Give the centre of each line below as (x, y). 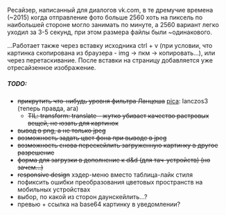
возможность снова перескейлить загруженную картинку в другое (118, 145)
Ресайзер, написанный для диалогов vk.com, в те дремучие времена (110, 10)
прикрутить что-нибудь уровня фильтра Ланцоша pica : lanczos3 (113, 101)
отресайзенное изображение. (52, 68)
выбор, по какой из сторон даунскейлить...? (82, 196)
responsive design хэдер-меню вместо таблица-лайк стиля (105, 174)
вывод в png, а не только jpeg (61, 130)
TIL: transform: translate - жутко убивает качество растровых (118, 115)
